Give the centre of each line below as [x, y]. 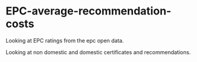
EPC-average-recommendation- [89, 11]
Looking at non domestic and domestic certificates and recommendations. [98, 52]
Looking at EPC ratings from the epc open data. [65, 40]
